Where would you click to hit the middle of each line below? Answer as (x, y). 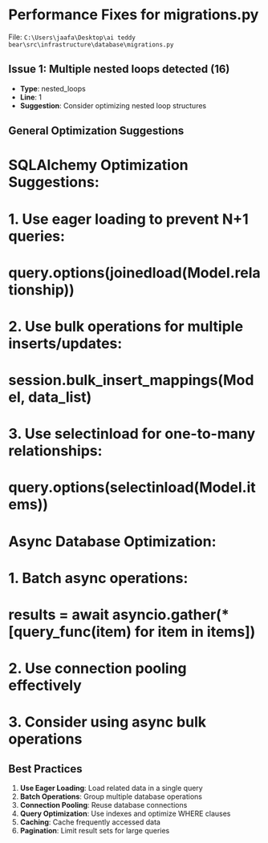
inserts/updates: (65, 343)
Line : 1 (31, 97)
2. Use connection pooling (97, 669)
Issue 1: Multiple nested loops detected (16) (119, 69)
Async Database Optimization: (112, 541)
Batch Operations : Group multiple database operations (111, 796)
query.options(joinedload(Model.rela (134, 272)
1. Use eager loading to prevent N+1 (128, 219)
